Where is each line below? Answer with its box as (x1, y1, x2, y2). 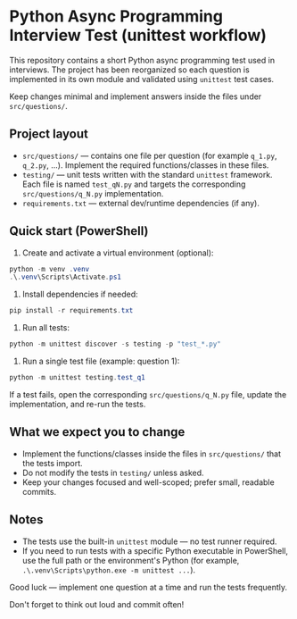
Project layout (9, 127, 89, 142)
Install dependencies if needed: (21, 289, 138, 300)
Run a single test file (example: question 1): (21, 356, 180, 367)
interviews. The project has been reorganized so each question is (9, 64, 250, 75)
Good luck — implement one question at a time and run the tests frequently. (9, 581, 288, 592)
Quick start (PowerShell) (9, 223, 149, 238)
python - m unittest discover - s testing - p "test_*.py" (9, 339, 221, 349)
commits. (21, 486, 56, 497)
